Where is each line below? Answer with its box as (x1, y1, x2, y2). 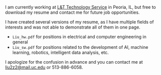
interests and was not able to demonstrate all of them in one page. (5, 24, 141, 30)
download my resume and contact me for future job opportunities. (5, 9, 140, 15)
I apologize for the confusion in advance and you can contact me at (5, 59, 143, 65)
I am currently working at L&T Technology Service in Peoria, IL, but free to (5, 4, 156, 10)
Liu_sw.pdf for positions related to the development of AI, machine (12, 44, 149, 50)
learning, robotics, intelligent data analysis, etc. (12, 49, 109, 55)
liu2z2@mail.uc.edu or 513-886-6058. (5, 64, 83, 70)
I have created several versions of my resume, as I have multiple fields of (5, 19, 154, 25)
